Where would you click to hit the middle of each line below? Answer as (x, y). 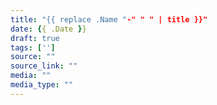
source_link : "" (44, 66)
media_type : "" (42, 85)
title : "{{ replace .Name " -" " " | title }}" (109, 19)
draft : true (35, 38)
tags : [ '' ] (33, 47)
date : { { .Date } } (48, 29)
